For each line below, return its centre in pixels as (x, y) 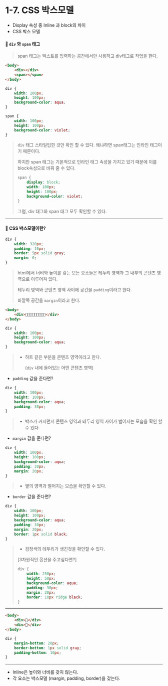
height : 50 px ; (41, 579)
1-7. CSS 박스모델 (39, 10)
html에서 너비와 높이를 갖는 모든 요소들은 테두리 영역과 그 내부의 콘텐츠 (86, 273)
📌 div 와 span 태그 (23, 44)
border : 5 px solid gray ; (40, 253)
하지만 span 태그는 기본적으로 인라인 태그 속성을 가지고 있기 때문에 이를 (87, 162)
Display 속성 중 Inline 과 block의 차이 (49, 25)
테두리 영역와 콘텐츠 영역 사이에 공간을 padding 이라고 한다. (74, 290)
